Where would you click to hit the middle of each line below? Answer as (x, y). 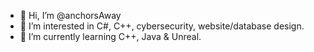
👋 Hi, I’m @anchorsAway (70, 15)
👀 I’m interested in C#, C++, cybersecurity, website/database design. (162, 26)
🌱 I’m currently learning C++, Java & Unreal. (110, 36)
